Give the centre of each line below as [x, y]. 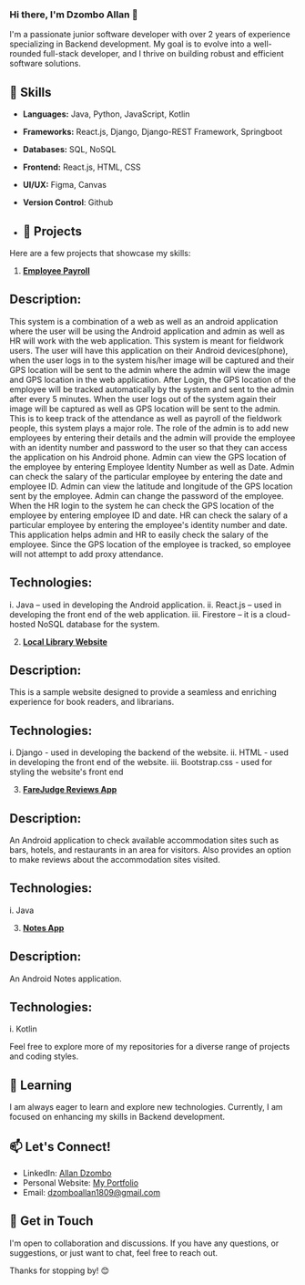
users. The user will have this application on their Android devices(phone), [149, 350]
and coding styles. [44, 1056]
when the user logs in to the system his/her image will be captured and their [152, 360]
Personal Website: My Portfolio [81, 1183]
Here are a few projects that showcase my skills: [100, 253]
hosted [23, 624]
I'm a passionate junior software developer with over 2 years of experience [150, 35]
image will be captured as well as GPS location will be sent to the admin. [145, 409]
